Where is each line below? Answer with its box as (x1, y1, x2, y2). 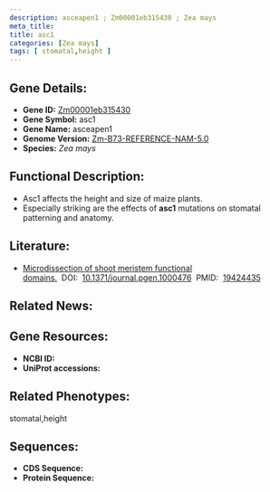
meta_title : (9, 22, 54, 31)
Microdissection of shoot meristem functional (22, 262, 193, 273)
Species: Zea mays (22, 142, 97, 154)
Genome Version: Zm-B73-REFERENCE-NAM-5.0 (22, 133, 209, 144)
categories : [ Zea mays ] (9, 38, 100, 48)
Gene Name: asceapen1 (22, 123, 113, 134)
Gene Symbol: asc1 (22, 114, 96, 125)
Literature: (9, 239, 71, 254)
